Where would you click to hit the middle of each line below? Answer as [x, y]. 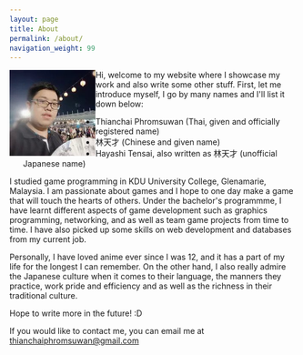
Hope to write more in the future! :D [76, 313]
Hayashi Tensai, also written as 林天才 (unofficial [186, 154]
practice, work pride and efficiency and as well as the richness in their [141, 286]
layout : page [34, 19]
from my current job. [48, 239]
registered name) [127, 131]
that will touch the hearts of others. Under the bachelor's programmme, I [146, 201]
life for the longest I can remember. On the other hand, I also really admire [148, 267]
